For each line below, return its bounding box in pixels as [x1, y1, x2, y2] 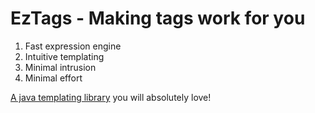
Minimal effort [24, 72, 83, 84]
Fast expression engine [24, 40, 122, 52]
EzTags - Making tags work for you [10, 7, 306, 30]
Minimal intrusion [24, 61, 97, 73]
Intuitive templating [24, 50, 105, 62]
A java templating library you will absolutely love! [10, 91, 212, 103]
